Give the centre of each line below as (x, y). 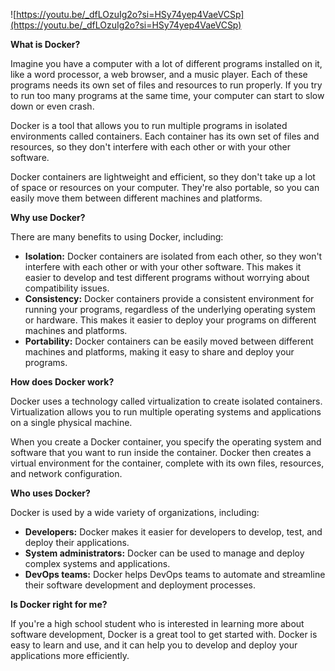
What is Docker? (45, 44)
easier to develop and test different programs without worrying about (167, 277)
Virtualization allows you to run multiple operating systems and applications (166, 412)
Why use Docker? (48, 217)
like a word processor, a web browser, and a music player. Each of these (159, 74)
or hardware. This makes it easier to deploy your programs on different (170, 320)
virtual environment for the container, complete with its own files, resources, (167, 463)
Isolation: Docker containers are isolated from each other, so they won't (173, 256)
